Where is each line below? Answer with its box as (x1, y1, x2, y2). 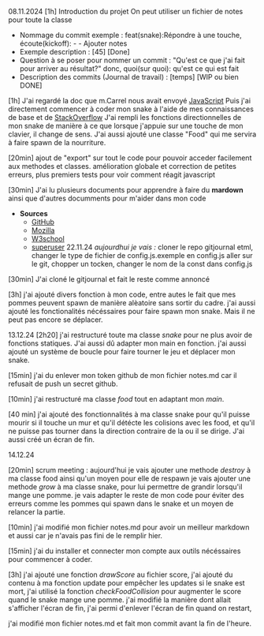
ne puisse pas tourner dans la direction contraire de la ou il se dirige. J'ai (8, 426, 245, 436)
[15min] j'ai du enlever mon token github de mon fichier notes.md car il (8, 371, 237, 380)
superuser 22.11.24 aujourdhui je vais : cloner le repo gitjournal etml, (31, 242, 254, 252)
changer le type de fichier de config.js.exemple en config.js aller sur (31, 251, 254, 260)
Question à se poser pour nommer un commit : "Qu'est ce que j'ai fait (19, 55, 246, 65)
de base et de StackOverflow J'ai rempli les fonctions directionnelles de (8, 113, 242, 122)
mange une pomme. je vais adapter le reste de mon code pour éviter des (8, 491, 244, 499)
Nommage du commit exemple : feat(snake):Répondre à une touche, (19, 31, 242, 39)
